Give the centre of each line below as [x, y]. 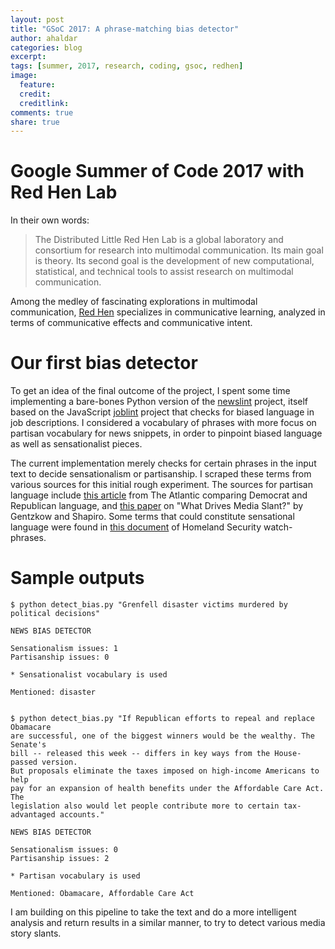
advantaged [33, 815]
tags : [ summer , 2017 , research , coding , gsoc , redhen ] [127, 66]
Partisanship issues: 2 [60, 859]
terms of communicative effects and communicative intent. [131, 323]
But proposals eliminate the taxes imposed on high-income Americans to [165, 771]
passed [24, 762]
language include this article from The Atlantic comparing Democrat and [159, 495]
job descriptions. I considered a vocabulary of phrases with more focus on [163, 423]
